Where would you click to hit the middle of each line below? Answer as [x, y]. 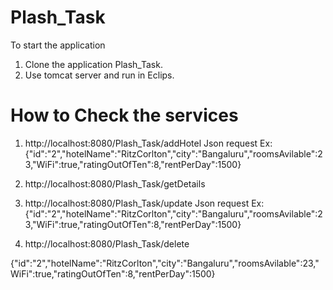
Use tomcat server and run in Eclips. [99, 75]
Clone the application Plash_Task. [93, 64]
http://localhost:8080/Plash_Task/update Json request [137, 203]
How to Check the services [124, 115]
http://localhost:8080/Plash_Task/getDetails [115, 183]
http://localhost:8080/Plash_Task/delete [107, 243]
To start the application [58, 45]
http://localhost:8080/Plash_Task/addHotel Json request [141, 143]
